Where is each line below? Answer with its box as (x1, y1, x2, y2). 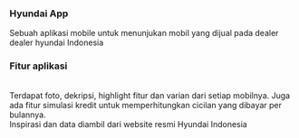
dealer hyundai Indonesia (9, 37, 104, 48)
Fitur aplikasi (9, 60, 68, 72)
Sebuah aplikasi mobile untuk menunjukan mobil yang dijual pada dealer (9, 28, 279, 39)
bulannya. (9, 109, 47, 120)
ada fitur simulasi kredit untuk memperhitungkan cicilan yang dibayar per (9, 99, 283, 110)
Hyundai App (9, 7, 69, 20)
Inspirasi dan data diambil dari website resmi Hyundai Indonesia (9, 118, 247, 129)
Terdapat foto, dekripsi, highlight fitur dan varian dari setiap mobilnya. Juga (9, 89, 291, 101)
